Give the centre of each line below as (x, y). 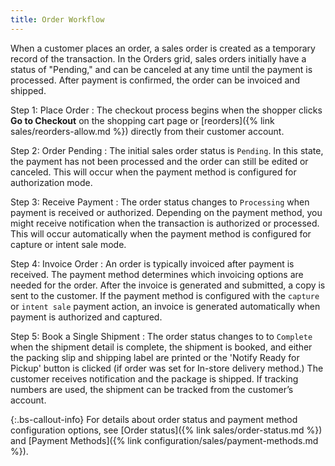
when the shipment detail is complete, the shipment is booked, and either (161, 347)
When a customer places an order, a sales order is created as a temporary (163, 48)
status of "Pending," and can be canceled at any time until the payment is (161, 69)
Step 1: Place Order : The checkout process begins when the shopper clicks (166, 110)
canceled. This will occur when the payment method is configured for (153, 172)
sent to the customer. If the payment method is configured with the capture (165, 295)
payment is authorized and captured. (86, 317)
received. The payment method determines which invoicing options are (157, 274)
